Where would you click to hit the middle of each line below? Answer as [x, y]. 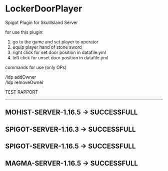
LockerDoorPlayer [44, 9]
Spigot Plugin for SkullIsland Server [42, 22]
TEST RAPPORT [22, 92]
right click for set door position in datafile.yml [59, 52]
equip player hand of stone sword [47, 47]
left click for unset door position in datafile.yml [60, 57]
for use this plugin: [24, 32]
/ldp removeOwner [24, 82]
